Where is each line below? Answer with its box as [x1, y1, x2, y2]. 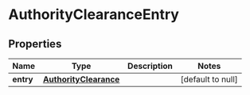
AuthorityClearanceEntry [8, 6, 179, 24]
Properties [8, 37, 62, 51]
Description [127, 61, 174, 71]
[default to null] [180, 74, 239, 85]
